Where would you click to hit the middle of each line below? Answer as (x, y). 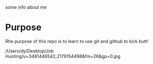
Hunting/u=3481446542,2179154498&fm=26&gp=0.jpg (63, 56)
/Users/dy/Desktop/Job (30, 51)
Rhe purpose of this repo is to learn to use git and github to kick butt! (77, 41)
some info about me (26, 7)
